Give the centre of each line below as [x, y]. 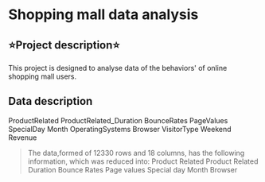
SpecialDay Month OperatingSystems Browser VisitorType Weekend [120, 129]
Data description [51, 101]
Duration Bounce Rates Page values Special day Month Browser [132, 169]
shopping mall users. [43, 76]
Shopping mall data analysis [103, 15]
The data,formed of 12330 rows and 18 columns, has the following [136, 153]
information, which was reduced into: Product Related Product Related [143, 161]
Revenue [23, 137]
